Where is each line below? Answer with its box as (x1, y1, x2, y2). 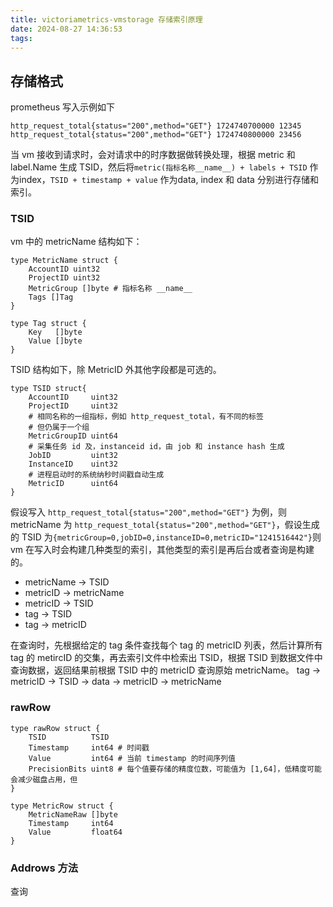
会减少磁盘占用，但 (10, 774, 78, 785)
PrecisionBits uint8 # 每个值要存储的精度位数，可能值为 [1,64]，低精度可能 (28, 764, 322, 774)
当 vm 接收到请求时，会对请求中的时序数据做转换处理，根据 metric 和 (10, 149, 296, 161)
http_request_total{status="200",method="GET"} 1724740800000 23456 (10, 130, 302, 140)
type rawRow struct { (10, 723, 101, 733)
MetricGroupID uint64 (28, 431, 118, 441)
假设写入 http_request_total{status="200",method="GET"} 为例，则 (10, 506, 288, 518)
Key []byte (28, 327, 83, 338)
